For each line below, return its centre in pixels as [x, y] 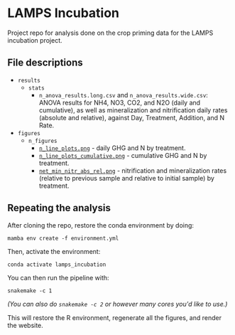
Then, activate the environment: [54, 251]
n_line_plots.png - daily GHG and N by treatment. [112, 148]
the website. [26, 325]
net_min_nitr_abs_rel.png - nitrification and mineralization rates [133, 170]
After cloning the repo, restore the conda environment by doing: [100, 225]
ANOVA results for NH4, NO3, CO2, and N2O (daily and [120, 102]
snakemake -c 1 [30, 291]
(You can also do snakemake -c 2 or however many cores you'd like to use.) [117, 304]
